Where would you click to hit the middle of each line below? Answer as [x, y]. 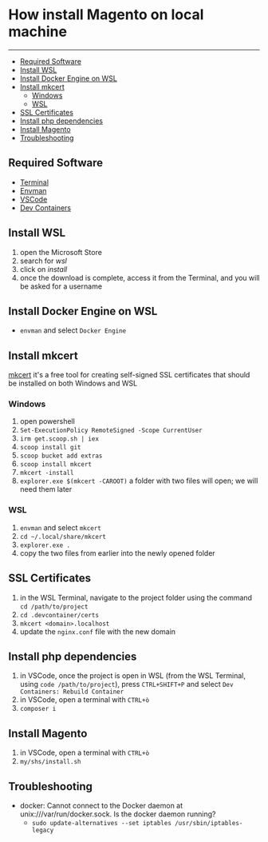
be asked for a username [61, 286]
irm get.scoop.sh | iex [59, 439]
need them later [46, 489]
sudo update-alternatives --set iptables [101, 824]
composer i [38, 709]
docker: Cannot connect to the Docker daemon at [101, 806]
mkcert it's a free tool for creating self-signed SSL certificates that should [129, 375]
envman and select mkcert [60, 527]
